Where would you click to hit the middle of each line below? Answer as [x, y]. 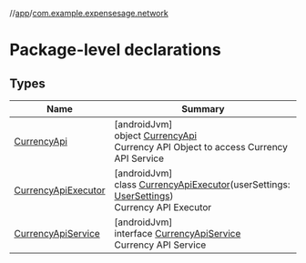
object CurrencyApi [156, 136]
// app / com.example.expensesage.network [89, 13]
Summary [203, 109]
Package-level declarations [115, 50]
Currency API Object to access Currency [201, 147]
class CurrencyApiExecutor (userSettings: [202, 184]
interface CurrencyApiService [178, 233]
